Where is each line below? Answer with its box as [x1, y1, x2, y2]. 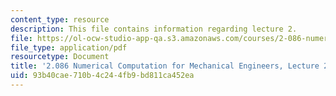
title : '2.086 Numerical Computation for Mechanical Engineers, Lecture [10, 61, 320, 71]
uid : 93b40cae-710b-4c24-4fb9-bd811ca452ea [10, 71, 195, 81]
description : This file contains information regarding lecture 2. [10, 24, 298, 34]
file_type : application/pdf [10, 42, 128, 53]
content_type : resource [10, 14, 110, 25]
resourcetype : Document [10, 52, 110, 62]
